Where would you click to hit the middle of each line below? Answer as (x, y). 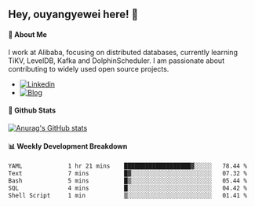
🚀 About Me (27, 34)
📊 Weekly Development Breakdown (68, 146)
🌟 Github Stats (32, 110)
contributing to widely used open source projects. (89, 68)
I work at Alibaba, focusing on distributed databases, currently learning (123, 52)
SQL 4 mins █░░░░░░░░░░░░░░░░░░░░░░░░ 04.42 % (127, 188)
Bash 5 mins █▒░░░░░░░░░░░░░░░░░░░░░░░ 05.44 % (127, 181)
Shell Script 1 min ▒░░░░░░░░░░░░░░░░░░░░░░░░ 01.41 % (127, 195)
